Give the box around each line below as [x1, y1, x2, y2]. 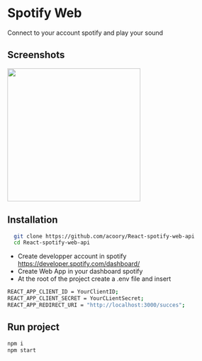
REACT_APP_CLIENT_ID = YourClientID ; [7, 289, 119, 296]
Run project [7, 321, 60, 333]
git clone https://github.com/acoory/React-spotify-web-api [13, 233, 195, 240]
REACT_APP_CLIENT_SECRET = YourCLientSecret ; [7, 295, 144, 302]
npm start [7, 346, 37, 354]
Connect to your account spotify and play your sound [7, 28, 164, 37]
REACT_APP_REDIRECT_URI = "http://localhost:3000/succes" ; [7, 301, 186, 309]
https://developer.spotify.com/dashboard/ [17, 260, 140, 268]
